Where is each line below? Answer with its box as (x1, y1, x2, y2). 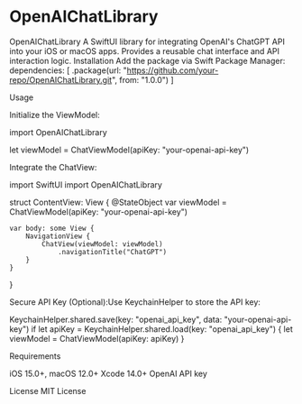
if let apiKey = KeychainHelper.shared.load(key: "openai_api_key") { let (31, 323, 293, 335)
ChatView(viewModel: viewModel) (41, 239, 164, 249)
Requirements (9, 350, 61, 362)
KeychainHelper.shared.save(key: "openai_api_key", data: (9, 314, 223, 325)
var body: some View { (9, 224, 95, 233)
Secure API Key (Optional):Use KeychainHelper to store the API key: (9, 296, 261, 308)
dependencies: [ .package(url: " (9, 65, 128, 76)
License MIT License (9, 385, 87, 396)
